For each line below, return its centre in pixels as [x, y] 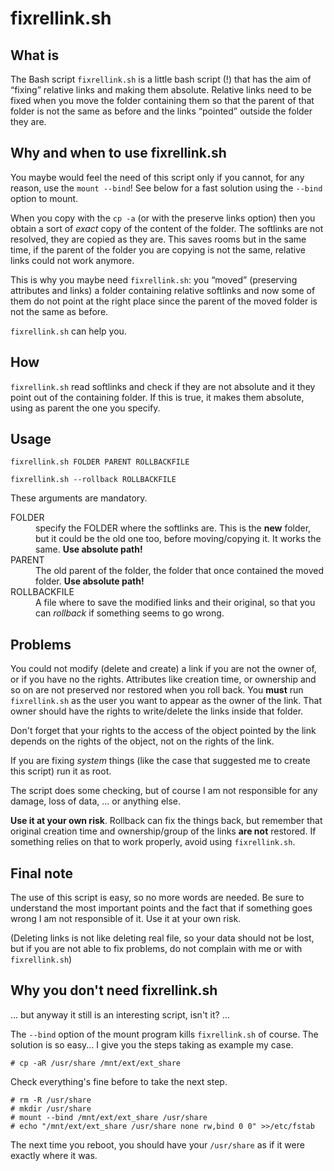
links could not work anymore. [72, 260]
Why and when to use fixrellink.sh [118, 153]
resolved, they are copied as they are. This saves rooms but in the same [158, 239]
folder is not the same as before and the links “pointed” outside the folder [161, 111]
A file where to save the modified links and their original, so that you [175, 603]
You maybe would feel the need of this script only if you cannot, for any [157, 177]
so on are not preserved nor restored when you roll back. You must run [157, 690]
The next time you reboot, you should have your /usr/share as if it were [157, 1144]
